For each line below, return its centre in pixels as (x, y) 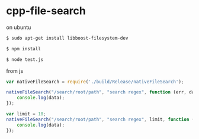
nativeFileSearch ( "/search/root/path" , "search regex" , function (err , (96, 92)
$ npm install (24, 49)
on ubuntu (19, 27)
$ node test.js (25, 59)
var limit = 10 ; (26, 114)
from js (15, 71)
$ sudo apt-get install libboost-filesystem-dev (67, 38)
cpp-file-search (46, 11)
